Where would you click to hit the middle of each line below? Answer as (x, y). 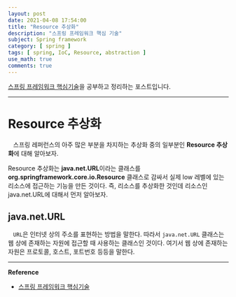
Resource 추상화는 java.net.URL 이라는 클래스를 (74, 168)
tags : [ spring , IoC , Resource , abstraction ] (77, 53)
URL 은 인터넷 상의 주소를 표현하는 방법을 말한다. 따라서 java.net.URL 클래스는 (119, 234)
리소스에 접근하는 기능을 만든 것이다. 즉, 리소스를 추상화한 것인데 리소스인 (108, 185)
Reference (23, 273)
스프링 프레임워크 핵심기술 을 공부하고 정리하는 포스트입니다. (89, 86)
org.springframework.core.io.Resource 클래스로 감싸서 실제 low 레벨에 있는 (116, 177)
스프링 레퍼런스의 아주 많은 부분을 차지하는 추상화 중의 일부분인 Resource (114, 145)
